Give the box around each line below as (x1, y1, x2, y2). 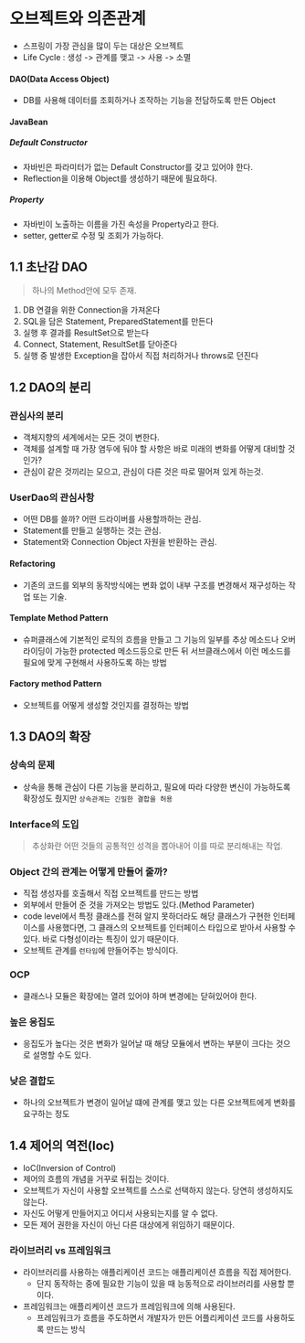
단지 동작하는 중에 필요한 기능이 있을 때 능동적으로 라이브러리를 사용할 (36, 1278, 286, 1289)
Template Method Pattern (9, 613, 109, 624)
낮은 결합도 (9, 1074, 56, 1087)
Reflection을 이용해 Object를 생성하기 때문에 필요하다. (22, 173, 217, 184)
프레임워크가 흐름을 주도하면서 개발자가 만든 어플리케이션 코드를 (36, 1313, 264, 1324)
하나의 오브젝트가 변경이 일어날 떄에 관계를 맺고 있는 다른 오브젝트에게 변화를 (22, 1097, 297, 1108)
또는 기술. (32, 591, 68, 602)
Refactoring (9, 559, 56, 570)
